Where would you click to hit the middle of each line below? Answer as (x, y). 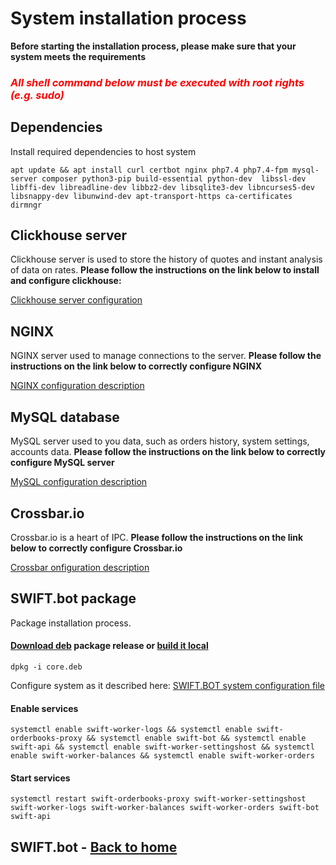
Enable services (44, 708)
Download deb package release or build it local (109, 646)
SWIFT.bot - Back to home (94, 847)
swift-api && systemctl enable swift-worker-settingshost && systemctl (162, 747)
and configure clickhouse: (66, 281)
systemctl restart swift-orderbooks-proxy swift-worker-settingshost (158, 799)
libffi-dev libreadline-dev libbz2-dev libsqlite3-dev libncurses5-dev (162, 187)
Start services (40, 778)
